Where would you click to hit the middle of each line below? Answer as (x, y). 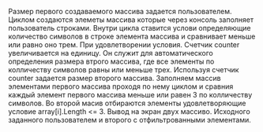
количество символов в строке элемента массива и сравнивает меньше (132, 36)
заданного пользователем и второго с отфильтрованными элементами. (130, 120)
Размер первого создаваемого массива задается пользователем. (120, 11)
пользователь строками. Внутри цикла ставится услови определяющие (130, 28)
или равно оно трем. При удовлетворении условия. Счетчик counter (124, 45)
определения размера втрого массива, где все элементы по (111, 61)
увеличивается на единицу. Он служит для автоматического (111, 53)
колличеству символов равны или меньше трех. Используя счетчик (124, 70)
